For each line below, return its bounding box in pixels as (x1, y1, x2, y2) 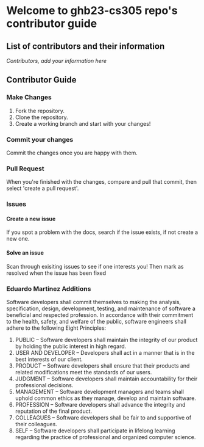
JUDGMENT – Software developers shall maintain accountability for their (15, 375, 198, 382)
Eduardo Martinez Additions (6, 285, 91, 293)
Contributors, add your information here (6, 57, 107, 64)
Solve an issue (6, 249, 44, 256)
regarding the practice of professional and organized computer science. (15, 433, 196, 440)
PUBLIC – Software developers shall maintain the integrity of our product (15, 336, 198, 343)
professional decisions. (15, 381, 74, 388)
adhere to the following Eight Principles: (6, 324, 107, 332)
